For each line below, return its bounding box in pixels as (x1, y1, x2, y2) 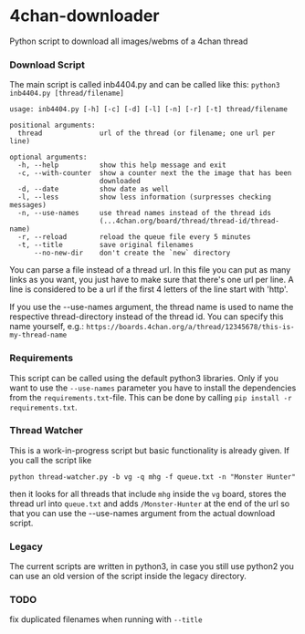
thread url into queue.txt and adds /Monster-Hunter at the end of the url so (9, 498, 290, 509)
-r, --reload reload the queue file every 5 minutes (17, 233, 251, 242)
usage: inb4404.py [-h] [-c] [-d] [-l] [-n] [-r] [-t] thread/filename (9, 105, 288, 114)
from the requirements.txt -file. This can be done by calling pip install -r (9, 391, 292, 402)
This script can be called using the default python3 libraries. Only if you (9, 372, 279, 383)
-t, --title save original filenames (17, 241, 195, 250)
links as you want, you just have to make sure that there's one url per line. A (9, 275, 294, 286)
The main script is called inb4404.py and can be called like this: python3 (9, 79, 280, 90)
